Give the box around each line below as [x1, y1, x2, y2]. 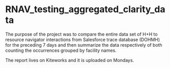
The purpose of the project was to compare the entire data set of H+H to [5, 31, 158, 37]
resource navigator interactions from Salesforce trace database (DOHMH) [5, 37, 160, 43]
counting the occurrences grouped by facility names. [5, 47, 117, 53]
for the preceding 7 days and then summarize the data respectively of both [5, 42, 163, 48]
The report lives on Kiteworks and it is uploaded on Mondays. [5, 57, 134, 63]
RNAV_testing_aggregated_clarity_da [5, 4, 165, 15]
